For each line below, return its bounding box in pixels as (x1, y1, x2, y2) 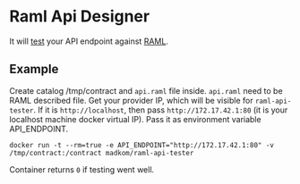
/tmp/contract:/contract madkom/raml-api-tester (9, 148, 194, 157)
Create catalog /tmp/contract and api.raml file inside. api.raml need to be (9, 85, 284, 96)
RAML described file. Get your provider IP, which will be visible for (9, 95, 253, 105)
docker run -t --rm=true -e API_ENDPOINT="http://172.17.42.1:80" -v (9, 140, 275, 149)
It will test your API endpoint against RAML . (9, 36, 168, 46)
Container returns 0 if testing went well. (9, 163, 155, 175)
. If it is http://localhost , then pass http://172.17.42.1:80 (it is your (32, 105, 288, 115)
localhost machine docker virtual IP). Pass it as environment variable (9, 113, 261, 124)
